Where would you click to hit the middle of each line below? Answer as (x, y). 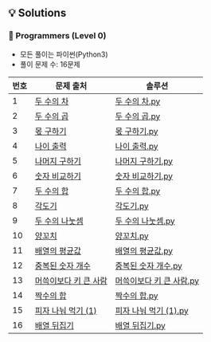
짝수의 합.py (137, 296)
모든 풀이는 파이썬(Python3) (64, 54)
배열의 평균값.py (144, 250)
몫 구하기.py (137, 131)
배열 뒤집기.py (140, 325)
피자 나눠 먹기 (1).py (152, 310)
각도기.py (132, 206)
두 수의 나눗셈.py (145, 221)
